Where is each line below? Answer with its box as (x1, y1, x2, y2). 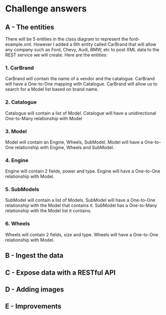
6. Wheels (5, 220, 30, 227)
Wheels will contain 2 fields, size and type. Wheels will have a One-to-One (5, 231, 159, 237)
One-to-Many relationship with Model (5, 115, 82, 121)
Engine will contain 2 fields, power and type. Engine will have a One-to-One (5, 168, 161, 174)
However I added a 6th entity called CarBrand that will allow (33, 41, 157, 47)
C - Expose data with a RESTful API (5, 268, 116, 277)
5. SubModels (5, 186, 39, 193)
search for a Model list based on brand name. (5, 86, 99, 92)
